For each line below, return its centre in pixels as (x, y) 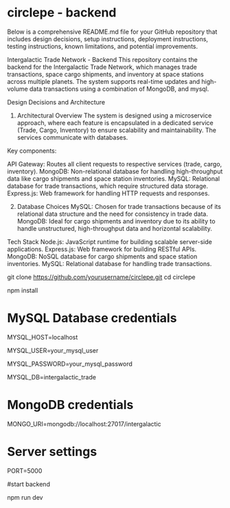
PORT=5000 (25, 471)
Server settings (52, 452)
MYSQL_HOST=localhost (43, 337)
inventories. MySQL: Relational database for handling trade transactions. (110, 263)
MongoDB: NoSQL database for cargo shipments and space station (102, 256)
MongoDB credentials (70, 405)
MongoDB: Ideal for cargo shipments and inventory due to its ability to (116, 221)
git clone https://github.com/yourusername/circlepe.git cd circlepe (101, 277)
